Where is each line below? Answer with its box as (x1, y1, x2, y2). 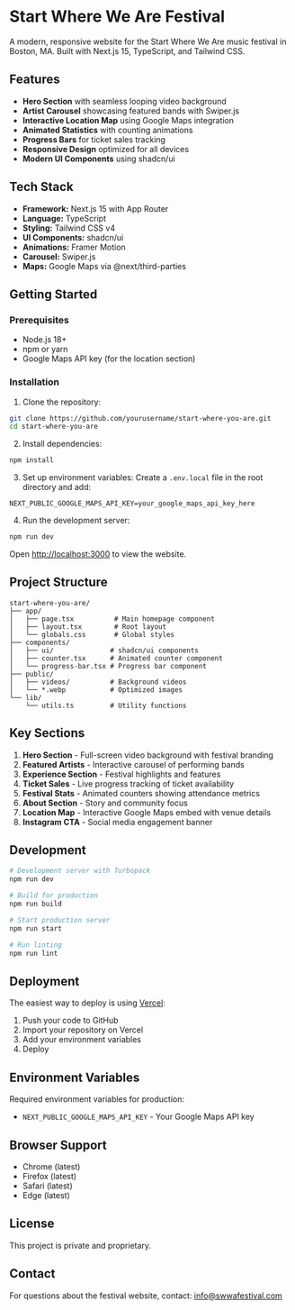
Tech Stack (9, 179, 74, 195)
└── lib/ (9, 693, 42, 702)
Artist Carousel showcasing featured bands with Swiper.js (22, 105, 240, 116)
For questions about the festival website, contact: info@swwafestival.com (9, 1290, 283, 1301)
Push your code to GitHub (22, 1015, 119, 1026)
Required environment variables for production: (9, 1094, 184, 1105)
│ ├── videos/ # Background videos (9, 678, 187, 687)
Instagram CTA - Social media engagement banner (22, 816, 213, 827)
